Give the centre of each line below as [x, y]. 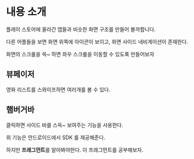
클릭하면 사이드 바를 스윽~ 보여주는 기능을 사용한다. [65, 125]
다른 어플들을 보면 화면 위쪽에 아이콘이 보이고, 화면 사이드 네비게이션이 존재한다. [97, 42]
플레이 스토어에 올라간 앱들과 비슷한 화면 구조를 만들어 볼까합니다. [81, 29]
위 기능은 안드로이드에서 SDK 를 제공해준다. [56, 137]
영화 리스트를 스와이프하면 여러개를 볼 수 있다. [58, 89]
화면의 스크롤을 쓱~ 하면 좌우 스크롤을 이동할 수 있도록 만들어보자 [80, 54]
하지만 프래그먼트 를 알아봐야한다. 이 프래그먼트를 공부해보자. [75, 150]
